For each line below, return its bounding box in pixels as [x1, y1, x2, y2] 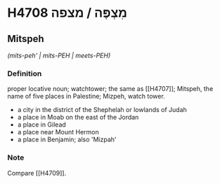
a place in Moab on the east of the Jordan [17, 113, 139, 122]
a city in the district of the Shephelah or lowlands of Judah [17, 106, 188, 114]
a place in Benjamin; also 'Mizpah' [17, 135, 117, 144]
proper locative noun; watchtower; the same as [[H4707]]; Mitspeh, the [7, 85, 214, 93]
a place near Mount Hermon [17, 128, 100, 136]
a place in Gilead [17, 120, 67, 129]
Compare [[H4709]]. [7, 169, 67, 177]
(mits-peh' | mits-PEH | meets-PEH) [7, 51, 111, 59]
